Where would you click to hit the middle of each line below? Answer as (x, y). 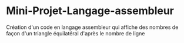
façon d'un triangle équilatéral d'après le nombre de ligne (76, 33)
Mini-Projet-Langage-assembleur (90, 11)
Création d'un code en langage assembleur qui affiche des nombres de (92, 27)
